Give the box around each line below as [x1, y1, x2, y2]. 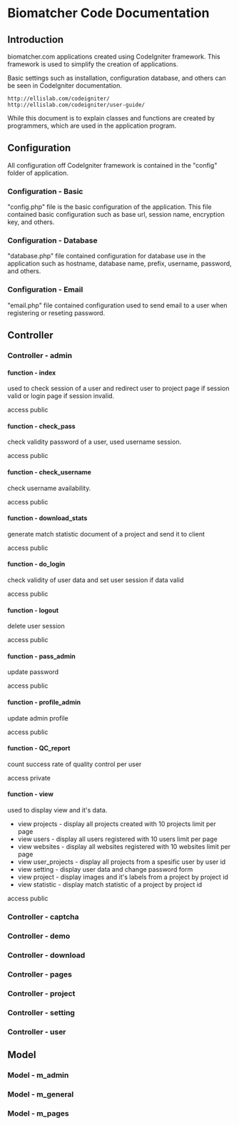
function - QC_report [7, 744, 71, 753]
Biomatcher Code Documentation [7, 5, 210, 21]
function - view [7, 790, 54, 798]
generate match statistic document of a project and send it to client [7, 529, 205, 538]
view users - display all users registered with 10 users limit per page [17, 835, 218, 843]
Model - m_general [7, 1089, 74, 1099]
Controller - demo [7, 931, 71, 941]
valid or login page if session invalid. [7, 392, 115, 400]
